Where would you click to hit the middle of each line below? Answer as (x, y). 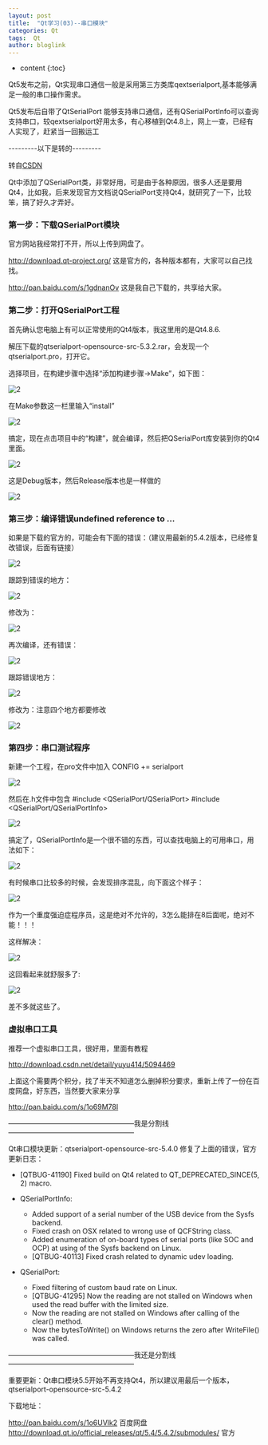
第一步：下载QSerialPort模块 (64, 225)
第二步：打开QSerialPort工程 (64, 311)
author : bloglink (37, 46)
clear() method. (57, 1321)
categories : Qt (33, 30)
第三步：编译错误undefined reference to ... (92, 518)
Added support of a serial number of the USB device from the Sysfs (143, 1213)
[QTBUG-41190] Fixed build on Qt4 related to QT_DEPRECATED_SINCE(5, (140, 1174)
